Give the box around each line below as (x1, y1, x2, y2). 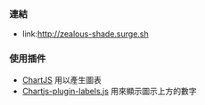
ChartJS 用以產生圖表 (21, 74, 102, 85)
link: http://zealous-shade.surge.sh (21, 28, 149, 39)
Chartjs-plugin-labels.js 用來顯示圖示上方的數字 (21, 85, 198, 96)
